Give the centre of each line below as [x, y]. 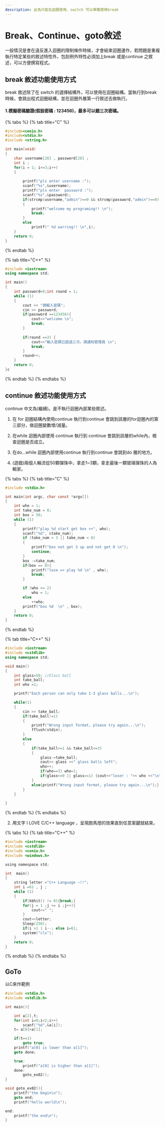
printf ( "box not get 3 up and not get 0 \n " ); [80, 547]
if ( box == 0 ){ [37, 565]
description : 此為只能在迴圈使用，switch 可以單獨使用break [62, 10]
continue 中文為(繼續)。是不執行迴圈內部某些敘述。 [57, 408]
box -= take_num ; [39, 561]
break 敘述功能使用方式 [41, 79]
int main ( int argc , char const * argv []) [47, 497]
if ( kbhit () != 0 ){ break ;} [49, 901]
